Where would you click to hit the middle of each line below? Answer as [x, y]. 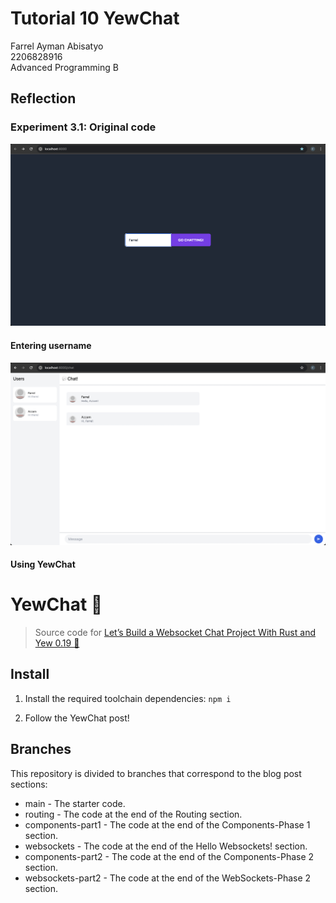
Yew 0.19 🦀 [57, 643]
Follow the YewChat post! [77, 718]
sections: [29, 784]
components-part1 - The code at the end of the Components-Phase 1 [167, 824]
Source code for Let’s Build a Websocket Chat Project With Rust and [175, 633]
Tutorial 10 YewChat [95, 18]
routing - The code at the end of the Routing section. [133, 814]
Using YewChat [43, 564]
